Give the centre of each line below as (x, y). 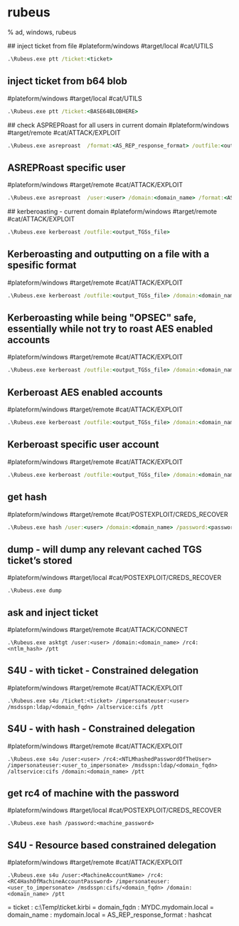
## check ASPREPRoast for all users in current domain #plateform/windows (118, 125)
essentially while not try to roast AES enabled (110, 329)
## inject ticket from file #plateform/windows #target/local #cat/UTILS (110, 46)
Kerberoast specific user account (83, 444)
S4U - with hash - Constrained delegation (101, 729)
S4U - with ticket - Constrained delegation (103, 671)
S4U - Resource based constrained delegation (112, 845)
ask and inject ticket (53, 612)
